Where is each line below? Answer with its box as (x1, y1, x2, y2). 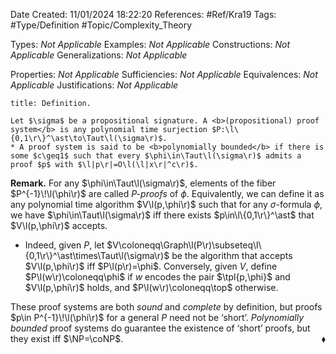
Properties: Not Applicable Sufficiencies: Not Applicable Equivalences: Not (10, 69, 318, 80)
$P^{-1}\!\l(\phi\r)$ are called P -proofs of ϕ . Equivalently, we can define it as (10, 188, 325, 199)
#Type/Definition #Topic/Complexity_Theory (10, 19, 193, 31)
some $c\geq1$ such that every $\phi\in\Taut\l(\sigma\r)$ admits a (10, 151, 302, 161)
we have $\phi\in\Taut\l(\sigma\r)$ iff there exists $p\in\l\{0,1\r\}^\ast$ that (10, 209, 315, 221)
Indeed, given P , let (24, 239, 105, 251)
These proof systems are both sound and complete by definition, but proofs (10, 301, 323, 313)
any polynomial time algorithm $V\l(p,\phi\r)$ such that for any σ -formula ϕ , (10, 199, 323, 210)
